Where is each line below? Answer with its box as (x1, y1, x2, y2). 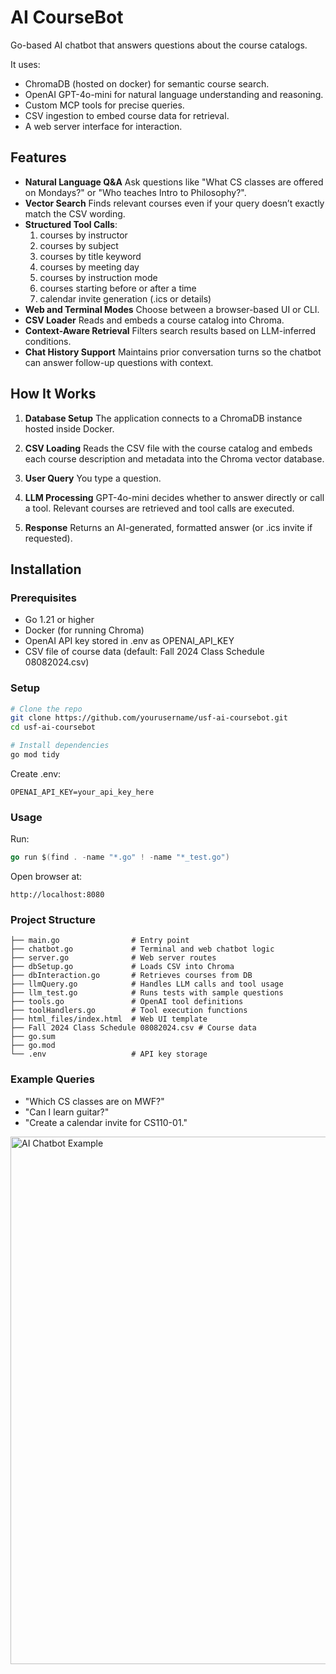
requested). (24, 532, 73, 544)
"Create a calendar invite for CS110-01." (24, 1116, 188, 1128)
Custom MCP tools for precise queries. (24, 99, 185, 111)
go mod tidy (10, 750, 60, 760)
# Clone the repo (10, 704, 83, 714)
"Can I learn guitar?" (24, 1106, 110, 1118)
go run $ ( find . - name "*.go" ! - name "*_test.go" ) (10, 852, 230, 863)
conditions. (24, 335, 72, 347)
